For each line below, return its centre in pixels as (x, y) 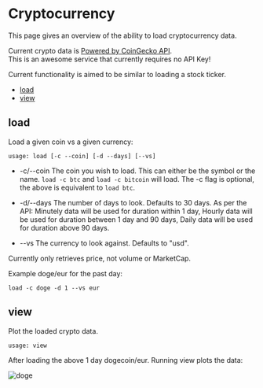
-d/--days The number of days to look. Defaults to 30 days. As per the (133, 202)
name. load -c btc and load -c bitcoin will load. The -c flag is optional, (137, 179)
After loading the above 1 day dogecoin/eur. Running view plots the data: (126, 360)
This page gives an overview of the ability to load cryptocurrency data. (122, 35)
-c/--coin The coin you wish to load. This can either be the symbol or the (137, 171)
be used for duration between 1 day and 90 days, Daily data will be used (136, 219)
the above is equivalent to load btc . (77, 187)
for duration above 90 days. (64, 227)
